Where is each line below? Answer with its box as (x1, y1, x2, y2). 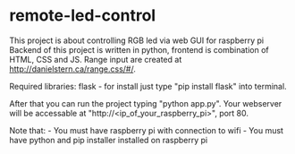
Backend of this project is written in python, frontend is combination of (9, 44, 270, 55)
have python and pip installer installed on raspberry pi (9, 134, 208, 145)
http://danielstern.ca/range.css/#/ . (9, 64, 137, 74)
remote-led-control (9, 5, 156, 26)
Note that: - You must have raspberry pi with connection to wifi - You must (9, 124, 284, 135)
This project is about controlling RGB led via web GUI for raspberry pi (9, 35, 265, 46)
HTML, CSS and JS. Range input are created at (9, 54, 182, 64)
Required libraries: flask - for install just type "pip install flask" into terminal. (9, 81, 288, 91)
